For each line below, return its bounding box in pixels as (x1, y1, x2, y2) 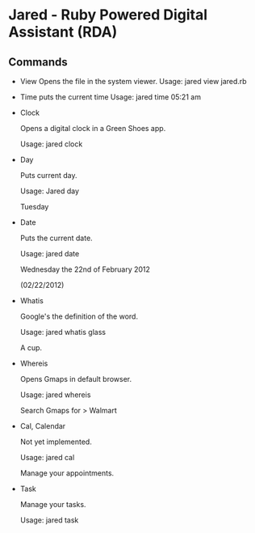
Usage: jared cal (19, 453, 75, 462)
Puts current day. (19, 171, 78, 180)
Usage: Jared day (19, 186, 79, 196)
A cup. (19, 343, 43, 353)
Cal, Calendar (19, 421, 66, 430)
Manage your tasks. (19, 500, 86, 509)
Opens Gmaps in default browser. (19, 374, 132, 383)
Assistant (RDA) (8, 23, 118, 41)
